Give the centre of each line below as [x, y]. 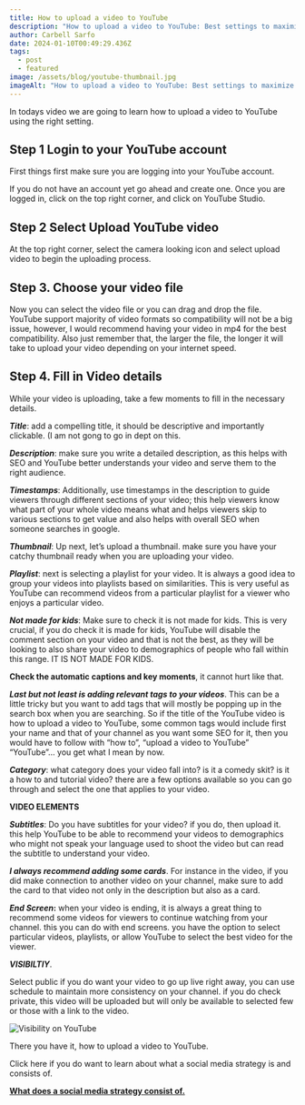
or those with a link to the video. [69, 1010]
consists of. [31, 1073]
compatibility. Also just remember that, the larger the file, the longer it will [147, 338]
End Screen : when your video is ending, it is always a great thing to [136, 908]
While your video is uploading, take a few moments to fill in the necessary [148, 398]
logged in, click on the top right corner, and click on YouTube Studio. [138, 199]
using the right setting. [51, 121]
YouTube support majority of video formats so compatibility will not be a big [151, 319]
